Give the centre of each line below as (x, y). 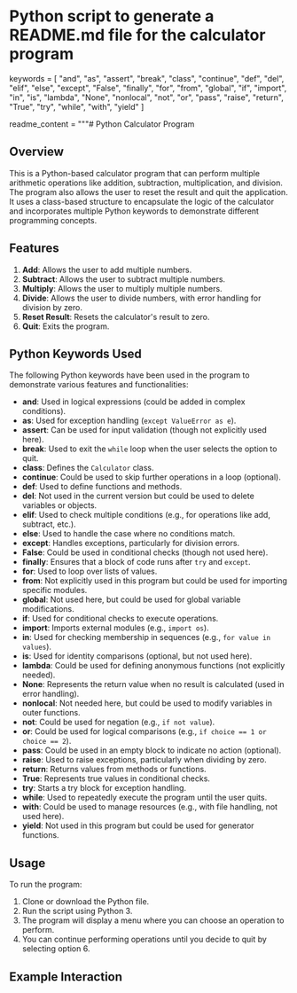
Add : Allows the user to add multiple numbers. (107, 270)
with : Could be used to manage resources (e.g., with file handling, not (149, 807)
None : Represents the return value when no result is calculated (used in (153, 684)
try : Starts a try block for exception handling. (104, 788)
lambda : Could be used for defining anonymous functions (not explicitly (153, 666)
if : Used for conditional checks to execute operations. (120, 619)
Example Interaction (66, 977)
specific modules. (55, 590)
